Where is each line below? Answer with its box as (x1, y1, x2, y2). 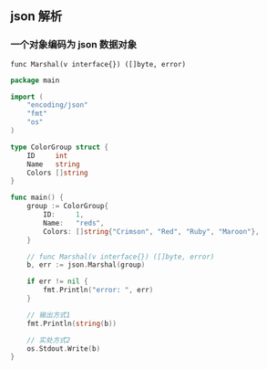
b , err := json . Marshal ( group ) (26, 260, 146, 270)
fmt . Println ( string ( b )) (26, 319, 118, 328)
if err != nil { (26, 277, 89, 286)
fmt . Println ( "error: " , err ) (43, 286, 154, 295)
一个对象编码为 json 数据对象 (10, 38, 138, 51)
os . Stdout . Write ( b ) (26, 344, 101, 354)
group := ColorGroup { (26, 202, 108, 211)
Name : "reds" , (43, 218, 105, 227)
